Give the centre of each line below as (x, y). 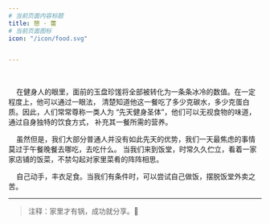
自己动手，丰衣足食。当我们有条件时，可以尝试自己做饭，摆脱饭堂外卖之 (135, 176)
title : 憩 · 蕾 (33, 23)
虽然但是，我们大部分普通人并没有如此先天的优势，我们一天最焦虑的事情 (135, 139)
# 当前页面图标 (30, 31)
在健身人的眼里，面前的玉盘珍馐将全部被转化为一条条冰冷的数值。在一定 (135, 92)
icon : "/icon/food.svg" (48, 38)
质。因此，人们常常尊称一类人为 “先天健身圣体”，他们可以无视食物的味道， (132, 112)
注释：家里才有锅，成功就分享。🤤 (83, 211)
